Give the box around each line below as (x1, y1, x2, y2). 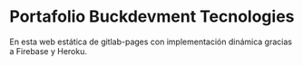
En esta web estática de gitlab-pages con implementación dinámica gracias (9, 36, 293, 47)
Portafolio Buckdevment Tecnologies (9, 6, 295, 27)
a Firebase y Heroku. (9, 45, 88, 56)
